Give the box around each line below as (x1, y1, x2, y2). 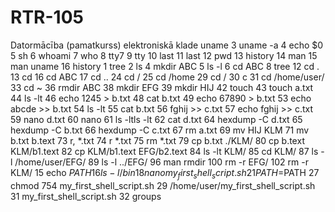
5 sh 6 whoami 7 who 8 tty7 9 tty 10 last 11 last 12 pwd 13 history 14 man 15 (10, 49, 318, 61)
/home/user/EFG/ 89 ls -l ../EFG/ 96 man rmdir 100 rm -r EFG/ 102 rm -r (14, 156, 309, 168)
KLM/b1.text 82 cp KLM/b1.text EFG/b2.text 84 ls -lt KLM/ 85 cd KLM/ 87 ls (10, 145, 319, 157)
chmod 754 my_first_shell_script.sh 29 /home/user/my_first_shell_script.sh (10, 179, 316, 191)
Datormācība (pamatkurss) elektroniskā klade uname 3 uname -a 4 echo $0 (10, 39, 324, 51)
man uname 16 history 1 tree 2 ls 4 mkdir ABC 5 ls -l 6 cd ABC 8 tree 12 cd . (10, 60, 320, 72)
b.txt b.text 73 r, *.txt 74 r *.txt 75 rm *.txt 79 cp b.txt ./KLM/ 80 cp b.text (10, 134, 305, 146)
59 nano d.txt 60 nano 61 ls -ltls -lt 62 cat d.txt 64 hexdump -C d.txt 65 (10, 113, 303, 125)
